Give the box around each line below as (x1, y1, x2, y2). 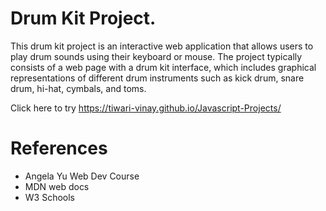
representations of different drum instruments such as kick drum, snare (10, 72, 305, 84)
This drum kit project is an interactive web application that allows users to (10, 40, 314, 52)
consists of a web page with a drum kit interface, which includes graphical (10, 61, 317, 73)
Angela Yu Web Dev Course (24, 170, 140, 182)
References (10, 137, 108, 160)
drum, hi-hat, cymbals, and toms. (10, 82, 147, 94)
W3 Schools (24, 191, 76, 203)
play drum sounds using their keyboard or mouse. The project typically (10, 50, 303, 62)
